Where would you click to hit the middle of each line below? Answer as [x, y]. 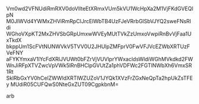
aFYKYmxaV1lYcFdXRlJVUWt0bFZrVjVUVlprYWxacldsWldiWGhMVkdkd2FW [99, 59]
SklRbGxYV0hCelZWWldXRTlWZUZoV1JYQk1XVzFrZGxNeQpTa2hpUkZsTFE [99, 78]
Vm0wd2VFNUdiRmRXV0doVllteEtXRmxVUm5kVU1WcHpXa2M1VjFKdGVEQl [100, 9]
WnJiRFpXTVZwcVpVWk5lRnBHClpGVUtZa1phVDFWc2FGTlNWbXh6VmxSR [99, 65]
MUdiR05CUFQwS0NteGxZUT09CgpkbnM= [64, 84]
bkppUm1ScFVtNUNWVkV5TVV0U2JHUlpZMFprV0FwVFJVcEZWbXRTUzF [98, 46]
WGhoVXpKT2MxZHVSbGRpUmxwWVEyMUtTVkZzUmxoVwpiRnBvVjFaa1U [99, 34]
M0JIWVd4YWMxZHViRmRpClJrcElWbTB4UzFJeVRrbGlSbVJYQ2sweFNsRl [99, 21]
